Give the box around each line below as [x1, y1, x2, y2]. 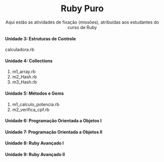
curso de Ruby [68, 24, 97, 30]
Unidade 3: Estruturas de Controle [5, 35, 76, 42]
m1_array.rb [12, 69, 36, 75]
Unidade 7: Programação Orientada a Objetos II [5, 129, 103, 135]
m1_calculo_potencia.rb [12, 101, 60, 107]
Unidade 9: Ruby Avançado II [5, 151, 65, 157]
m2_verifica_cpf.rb [12, 107, 50, 112]
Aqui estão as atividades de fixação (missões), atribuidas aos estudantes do [5, 19, 159, 25]
